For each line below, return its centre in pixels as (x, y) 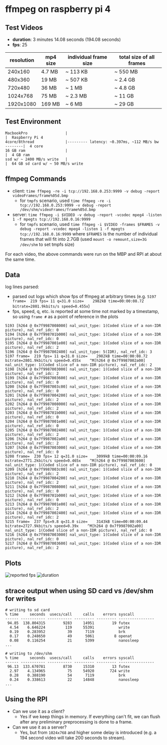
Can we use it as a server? (40, 727)
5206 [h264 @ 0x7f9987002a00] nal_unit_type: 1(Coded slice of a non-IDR (83, 439)
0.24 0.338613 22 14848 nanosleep (74, 680)
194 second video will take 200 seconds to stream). (73, 738)
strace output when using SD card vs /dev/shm (79, 591)
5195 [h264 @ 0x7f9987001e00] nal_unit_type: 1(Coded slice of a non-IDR (83, 343)
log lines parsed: (22, 287)
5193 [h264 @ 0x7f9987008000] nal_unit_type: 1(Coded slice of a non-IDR (83, 326)
